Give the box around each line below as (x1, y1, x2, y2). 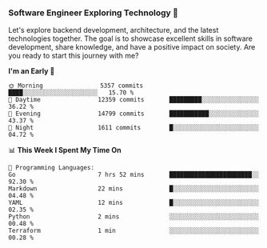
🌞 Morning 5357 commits (8, 82, 144, 90)
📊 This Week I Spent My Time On (8, 146, 122, 155)
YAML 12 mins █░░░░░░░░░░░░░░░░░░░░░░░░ (8, 199, 260, 207)
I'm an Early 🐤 (8, 66, 55, 76)
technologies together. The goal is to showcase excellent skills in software (8, 34, 253, 43)
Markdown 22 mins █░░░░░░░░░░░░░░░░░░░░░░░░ (8, 185, 260, 193)
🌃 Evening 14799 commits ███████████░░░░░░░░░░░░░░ (8, 110, 260, 118)
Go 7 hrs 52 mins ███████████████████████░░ (8, 171, 260, 179)
